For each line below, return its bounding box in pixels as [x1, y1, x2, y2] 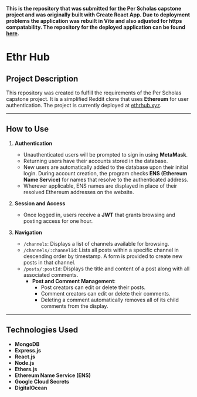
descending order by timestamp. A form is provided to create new [23, 252, 183, 260]
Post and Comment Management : [32, 277, 116, 284]
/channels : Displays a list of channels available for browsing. [23, 240, 169, 247]
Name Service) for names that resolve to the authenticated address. [23, 176, 189, 183]
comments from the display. [40, 302, 108, 310]
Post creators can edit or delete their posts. [40, 284, 146, 291]
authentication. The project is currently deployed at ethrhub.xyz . [6, 102, 162, 108]
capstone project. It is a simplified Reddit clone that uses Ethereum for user [6, 96, 189, 102]
